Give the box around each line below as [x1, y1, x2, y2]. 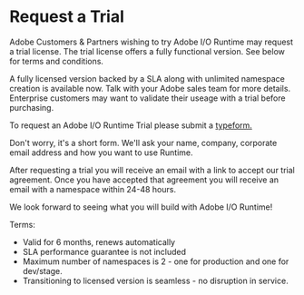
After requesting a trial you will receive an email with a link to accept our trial [9, 164, 295, 175]
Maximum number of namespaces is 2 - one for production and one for [22, 256, 289, 267]
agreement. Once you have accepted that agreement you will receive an [9, 174, 279, 185]
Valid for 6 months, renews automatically [22, 236, 175, 247]
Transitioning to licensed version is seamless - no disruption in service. [22, 275, 289, 286]
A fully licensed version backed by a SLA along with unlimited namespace [9, 73, 286, 84]
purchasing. [9, 102, 54, 113]
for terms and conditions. [9, 55, 104, 66]
